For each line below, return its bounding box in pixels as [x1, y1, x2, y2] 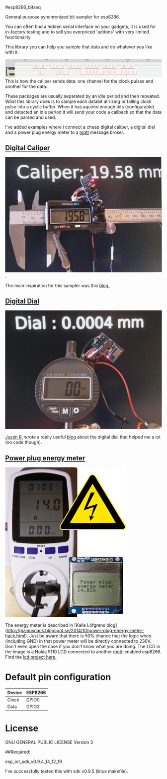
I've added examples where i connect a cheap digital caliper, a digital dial [5, 124, 155, 130]
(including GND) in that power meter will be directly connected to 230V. [5, 638, 152, 644]
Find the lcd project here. [5, 654, 57, 660]
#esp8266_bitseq [5, 4, 41, 10]
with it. [5, 49, 19, 55]
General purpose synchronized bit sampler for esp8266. [5, 14, 120, 19]
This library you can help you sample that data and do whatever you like [5, 44, 153, 49]
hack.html [5, 633, 26, 639]
